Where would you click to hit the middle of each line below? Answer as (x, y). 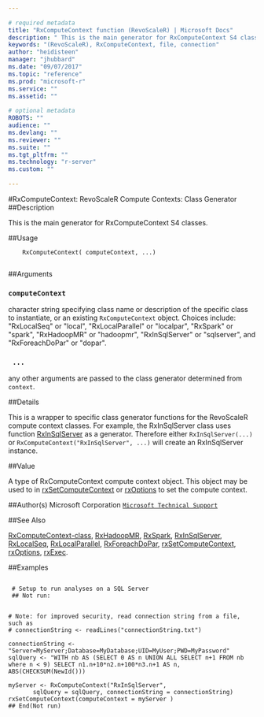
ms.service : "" (33, 89)
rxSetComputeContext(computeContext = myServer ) (91, 699)
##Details (24, 402)
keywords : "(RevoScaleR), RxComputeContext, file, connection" (114, 45)
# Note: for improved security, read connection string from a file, (125, 617)
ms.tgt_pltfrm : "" (38, 154)
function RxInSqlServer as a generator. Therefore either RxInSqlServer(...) (130, 434)
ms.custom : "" (31, 169)
